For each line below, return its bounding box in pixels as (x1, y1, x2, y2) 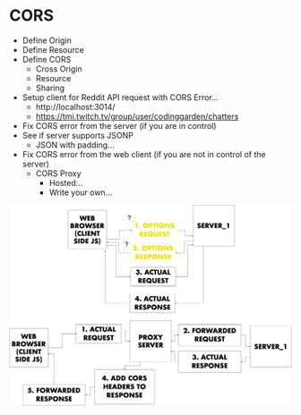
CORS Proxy (35, 167, 82, 179)
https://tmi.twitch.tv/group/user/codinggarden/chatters (35, 111, 239, 122)
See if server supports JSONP (21, 130, 134, 140)
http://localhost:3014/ (35, 101, 116, 112)
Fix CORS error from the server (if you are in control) (21, 120, 217, 131)
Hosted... (48, 177, 83, 188)
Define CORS (21, 54, 72, 64)
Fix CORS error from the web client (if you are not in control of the (21, 148, 266, 159)
